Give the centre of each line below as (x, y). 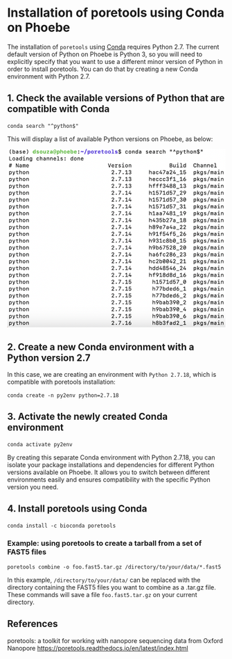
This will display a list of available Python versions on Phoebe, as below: (110, 139)
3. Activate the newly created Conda (88, 417)
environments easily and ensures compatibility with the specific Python (109, 479)
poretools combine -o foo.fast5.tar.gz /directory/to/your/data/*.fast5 (114, 567)
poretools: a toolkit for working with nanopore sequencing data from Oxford (115, 640)
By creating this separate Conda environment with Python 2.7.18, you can (111, 457)
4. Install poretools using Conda (77, 509)
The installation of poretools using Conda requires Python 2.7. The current (113, 47)
